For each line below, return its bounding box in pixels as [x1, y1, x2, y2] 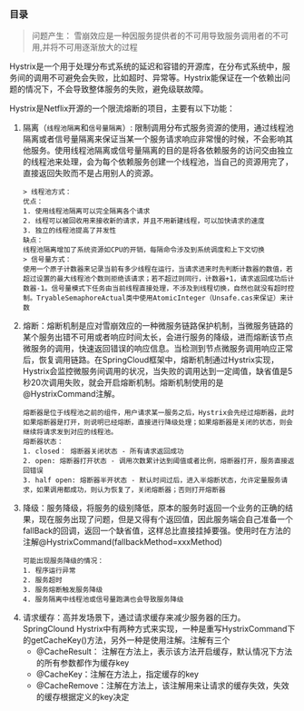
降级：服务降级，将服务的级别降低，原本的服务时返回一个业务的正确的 [22, 502, 286, 514]
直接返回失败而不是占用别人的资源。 [22, 168, 159, 179]
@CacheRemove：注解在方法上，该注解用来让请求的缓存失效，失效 [35, 680, 289, 691]
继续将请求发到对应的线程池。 [22, 428, 118, 437]
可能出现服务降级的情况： [22, 557, 104, 566]
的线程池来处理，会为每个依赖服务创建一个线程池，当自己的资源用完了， [22, 156, 293, 167]
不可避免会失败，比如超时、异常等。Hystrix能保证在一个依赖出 [48, 73, 283, 84]
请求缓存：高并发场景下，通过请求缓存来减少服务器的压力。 [22, 612, 246, 623]
